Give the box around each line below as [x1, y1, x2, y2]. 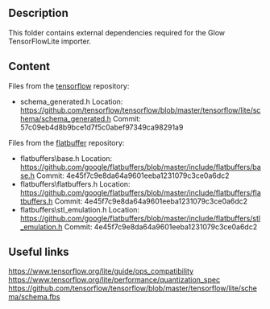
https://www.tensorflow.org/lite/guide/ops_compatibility [8, 266, 194, 276]
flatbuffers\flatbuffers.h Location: [19, 179, 131, 188]
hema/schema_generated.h [19, 113, 111, 123]
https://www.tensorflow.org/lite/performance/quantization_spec [8, 275, 220, 285]
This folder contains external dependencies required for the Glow [8, 27, 226, 37]
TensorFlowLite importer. [8, 36, 91, 46]
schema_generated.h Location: [19, 97, 123, 106]
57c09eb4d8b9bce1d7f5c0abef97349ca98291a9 [19, 122, 184, 132]
